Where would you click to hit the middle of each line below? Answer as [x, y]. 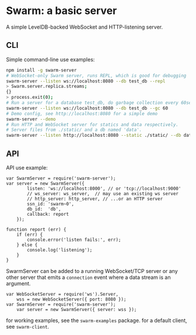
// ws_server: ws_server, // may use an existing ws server [103, 194]
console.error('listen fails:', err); [74, 240]
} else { [27, 245]
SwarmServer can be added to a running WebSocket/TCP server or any [92, 271]
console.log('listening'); [60, 250]
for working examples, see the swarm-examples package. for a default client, [97, 320]
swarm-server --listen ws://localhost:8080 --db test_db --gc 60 [87, 108]
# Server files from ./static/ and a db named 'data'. [74, 130]
